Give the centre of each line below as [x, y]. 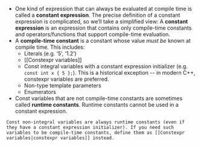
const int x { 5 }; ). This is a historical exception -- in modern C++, [110, 73]
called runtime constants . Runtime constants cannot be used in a [97, 105]
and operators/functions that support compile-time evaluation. [93, 34]
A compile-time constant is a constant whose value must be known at [103, 41]
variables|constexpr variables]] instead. [60, 138]
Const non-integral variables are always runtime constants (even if [96, 122]
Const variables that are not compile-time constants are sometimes [99, 98]
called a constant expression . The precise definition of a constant [97, 15]
